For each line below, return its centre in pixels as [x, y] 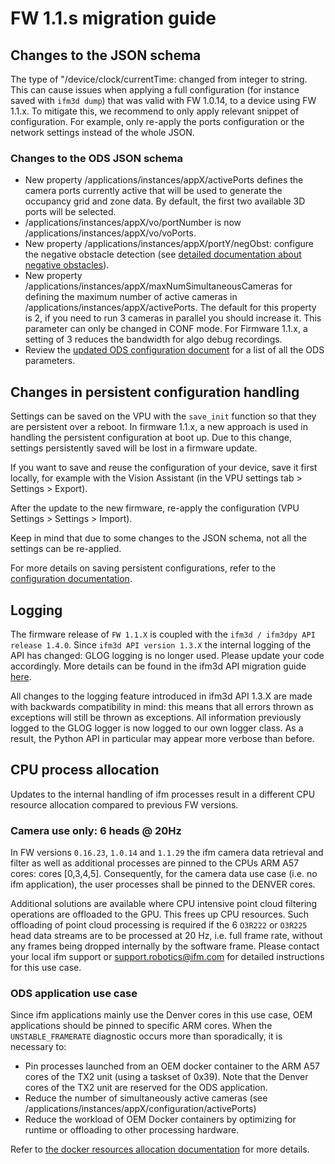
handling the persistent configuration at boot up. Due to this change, [151, 438]
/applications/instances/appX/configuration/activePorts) [140, 1109]
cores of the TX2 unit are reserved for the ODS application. [146, 1088]
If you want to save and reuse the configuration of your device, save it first [164, 468]
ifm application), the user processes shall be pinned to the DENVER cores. [163, 884]
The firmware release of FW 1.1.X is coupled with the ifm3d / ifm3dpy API [163, 634]
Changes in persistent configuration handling [155, 392]
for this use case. [46, 968]
